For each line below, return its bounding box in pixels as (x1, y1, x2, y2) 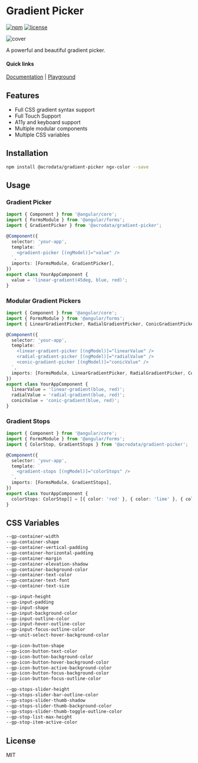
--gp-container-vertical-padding (6, 545, 88, 551)
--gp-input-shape (6, 605, 49, 611)
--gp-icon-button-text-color (6, 648, 78, 654)
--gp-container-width (6, 534, 60, 540)
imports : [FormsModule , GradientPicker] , (11, 261, 115, 267)
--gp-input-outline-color (6, 616, 70, 622)
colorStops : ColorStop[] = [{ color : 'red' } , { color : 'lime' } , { (11, 496, 183, 502)
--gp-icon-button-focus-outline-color (6, 676, 101, 682)
